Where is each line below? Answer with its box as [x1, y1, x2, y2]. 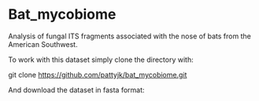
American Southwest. [8, 39, 78, 49]
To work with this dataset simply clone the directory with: [8, 55, 194, 64]
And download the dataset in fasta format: [8, 85, 145, 95]
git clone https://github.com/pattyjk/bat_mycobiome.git [8, 70, 187, 79]
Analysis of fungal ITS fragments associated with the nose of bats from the [8, 31, 252, 41]
